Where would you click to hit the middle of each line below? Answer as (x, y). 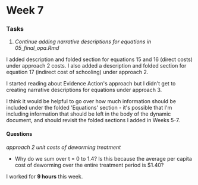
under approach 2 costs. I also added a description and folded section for (96, 66)
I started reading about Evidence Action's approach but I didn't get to (91, 84)
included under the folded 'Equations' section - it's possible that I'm (89, 108)
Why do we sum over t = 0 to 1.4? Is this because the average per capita (103, 158)
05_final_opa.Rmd (37, 48)
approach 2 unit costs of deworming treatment (64, 147)
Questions (19, 134)
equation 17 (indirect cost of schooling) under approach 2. (77, 72)
